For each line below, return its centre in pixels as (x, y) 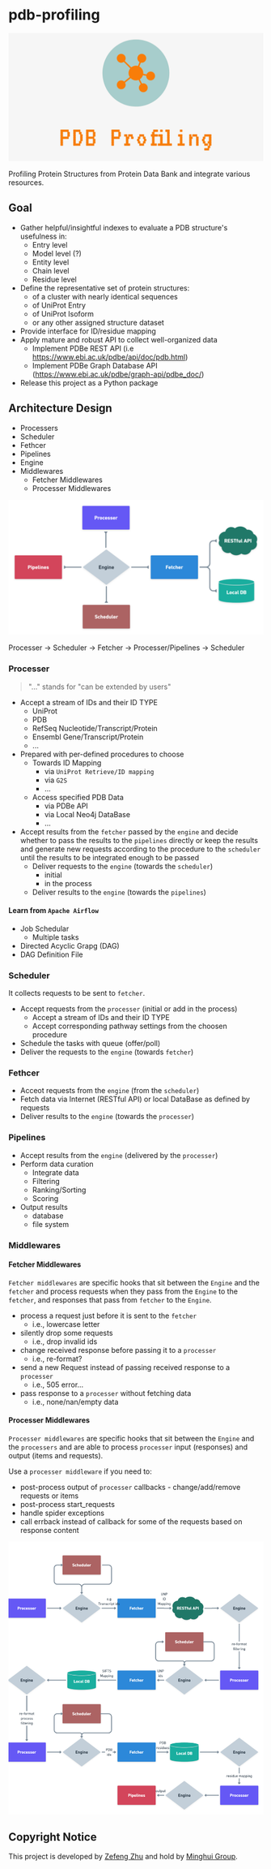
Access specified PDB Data (78, 797)
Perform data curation (57, 1164)
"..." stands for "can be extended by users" (100, 687)
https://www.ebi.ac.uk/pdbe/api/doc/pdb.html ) (110, 357)
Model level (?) (57, 253)
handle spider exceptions (62, 1513)
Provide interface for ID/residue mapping (88, 331)
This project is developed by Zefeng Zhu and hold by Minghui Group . (123, 1857)
